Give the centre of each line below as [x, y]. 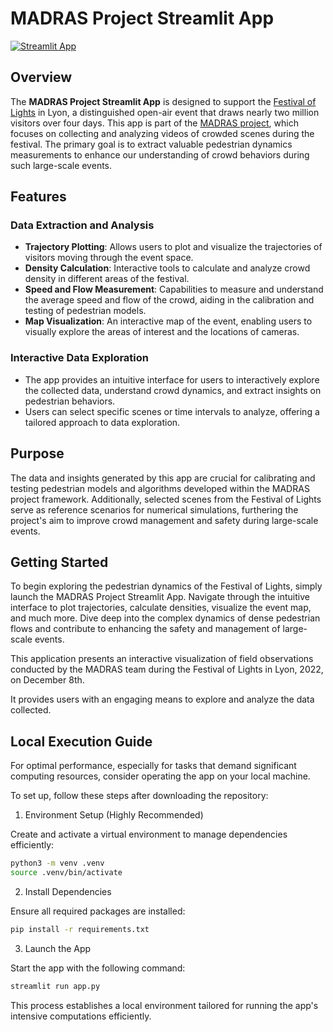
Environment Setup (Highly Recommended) [114, 815]
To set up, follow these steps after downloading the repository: [139, 796]
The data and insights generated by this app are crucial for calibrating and [163, 478]
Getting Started [59, 562]
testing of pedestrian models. [85, 311]
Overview [41, 77]
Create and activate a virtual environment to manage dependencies [149, 834]
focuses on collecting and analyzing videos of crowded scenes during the [162, 133]
